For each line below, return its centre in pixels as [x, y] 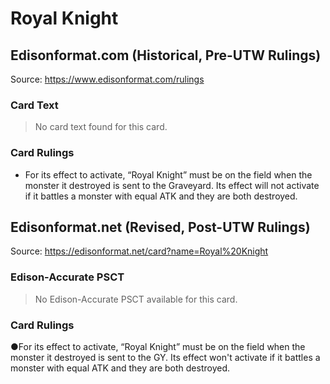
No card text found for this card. [101, 127]
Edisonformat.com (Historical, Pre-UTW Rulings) [166, 55]
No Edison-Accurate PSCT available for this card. [136, 299]
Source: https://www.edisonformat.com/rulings [107, 79]
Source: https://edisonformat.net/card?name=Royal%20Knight [139, 251]
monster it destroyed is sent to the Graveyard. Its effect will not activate [172, 185]
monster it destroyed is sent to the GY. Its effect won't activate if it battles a [165, 357]
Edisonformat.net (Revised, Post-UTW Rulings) [160, 227]
